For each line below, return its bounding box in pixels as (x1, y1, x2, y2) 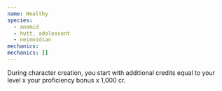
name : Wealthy (7, 10, 49, 17)
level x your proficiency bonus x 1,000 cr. (7, 76, 126, 84)
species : (7, 17, 33, 24)
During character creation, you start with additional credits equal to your (7, 68, 216, 77)
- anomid (13, 23, 39, 30)
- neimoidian (13, 36, 52, 43)
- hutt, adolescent (13, 29, 71, 37)
